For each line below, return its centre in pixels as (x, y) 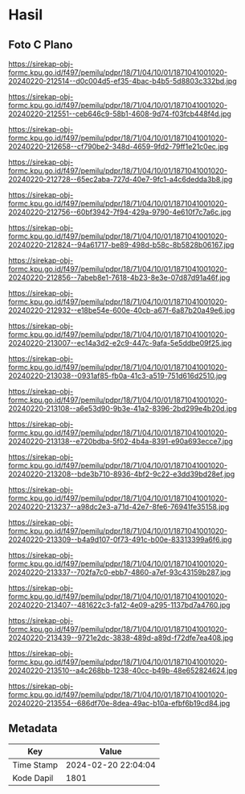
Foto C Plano (41, 45)
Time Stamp (35, 765)
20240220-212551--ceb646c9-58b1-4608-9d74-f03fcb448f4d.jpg (120, 114)
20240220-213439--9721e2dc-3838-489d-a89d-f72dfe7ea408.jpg (121, 638)
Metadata (33, 728)
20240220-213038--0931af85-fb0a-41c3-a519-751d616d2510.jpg (118, 376)
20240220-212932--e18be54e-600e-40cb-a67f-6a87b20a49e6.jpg (122, 310)
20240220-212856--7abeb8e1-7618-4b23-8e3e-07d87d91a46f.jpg (119, 277)
